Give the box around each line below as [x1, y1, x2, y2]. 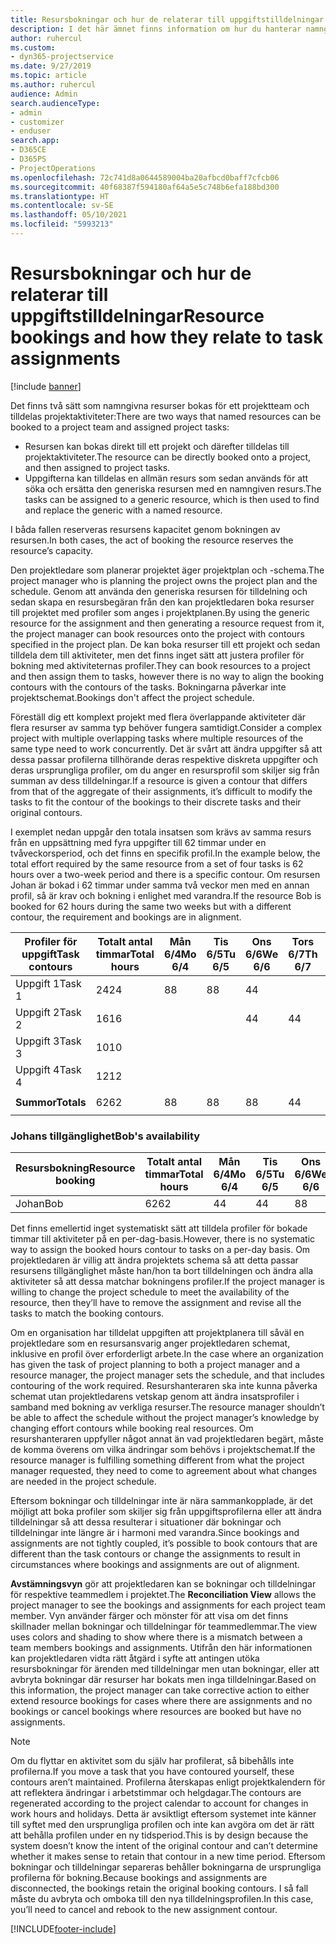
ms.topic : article [10, 71, 87, 81]
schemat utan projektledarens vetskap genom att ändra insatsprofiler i [10, 1391, 300, 1403]
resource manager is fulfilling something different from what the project [10, 1454, 305, 1466]
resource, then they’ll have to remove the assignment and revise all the [10, 1297, 302, 1309]
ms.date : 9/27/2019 [10, 61, 92, 71]
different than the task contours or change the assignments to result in [10, 1548, 301, 1560]
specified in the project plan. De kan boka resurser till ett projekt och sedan [10, 638, 321, 650]
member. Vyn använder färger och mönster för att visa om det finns [10, 1610, 289, 1622]
